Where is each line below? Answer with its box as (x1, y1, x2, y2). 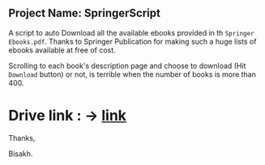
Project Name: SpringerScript (8, 6, 160, 20)
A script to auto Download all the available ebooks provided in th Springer (8, 27, 254, 37)
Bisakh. (8, 149, 33, 159)
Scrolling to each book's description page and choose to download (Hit (8, 61, 246, 70)
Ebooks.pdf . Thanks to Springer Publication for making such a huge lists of (8, 36, 257, 46)
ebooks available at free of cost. (8, 44, 116, 55)
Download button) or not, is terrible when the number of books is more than (8, 69, 257, 79)
